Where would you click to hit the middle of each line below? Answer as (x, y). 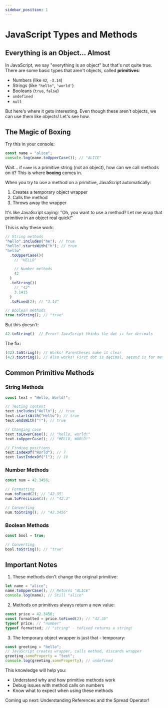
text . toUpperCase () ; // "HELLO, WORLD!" (48, 439)
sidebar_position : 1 (27, 10)
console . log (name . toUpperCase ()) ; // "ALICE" (53, 158)
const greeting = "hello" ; (33, 647)
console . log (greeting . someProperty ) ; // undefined (59, 661)
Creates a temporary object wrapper (50, 192)
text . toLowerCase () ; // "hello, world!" (48, 434)
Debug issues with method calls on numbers (58, 685)
